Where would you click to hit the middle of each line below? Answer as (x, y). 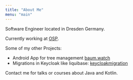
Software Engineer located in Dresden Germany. (55, 28)
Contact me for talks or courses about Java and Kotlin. (61, 72)
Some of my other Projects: (33, 48)
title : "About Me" (24, 10)
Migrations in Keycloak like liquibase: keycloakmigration (70, 63)
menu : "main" (19, 14)
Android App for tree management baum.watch (61, 57)
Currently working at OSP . (32, 38)
